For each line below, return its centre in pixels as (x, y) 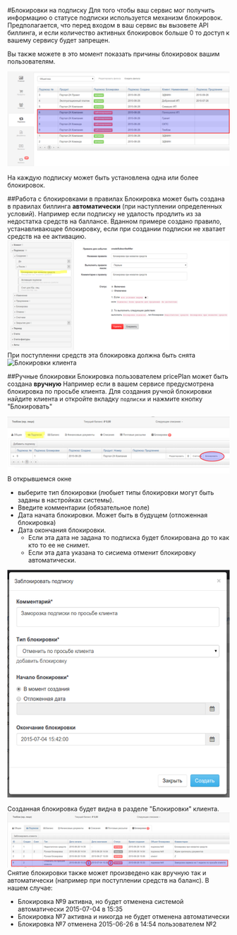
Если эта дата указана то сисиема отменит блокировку (112, 552)
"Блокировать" (30, 406)
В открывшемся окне (39, 478)
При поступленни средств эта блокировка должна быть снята (102, 355)
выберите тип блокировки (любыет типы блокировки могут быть (116, 492)
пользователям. (31, 61)
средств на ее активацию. (47, 236)
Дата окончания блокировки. (62, 530)
